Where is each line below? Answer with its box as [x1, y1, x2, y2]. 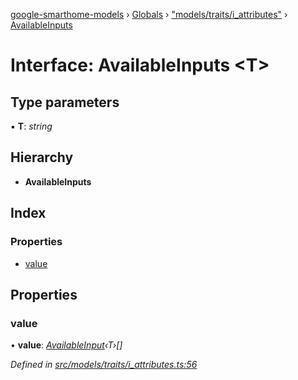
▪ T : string [10, 120, 53, 132]
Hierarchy [10, 149, 74, 166]
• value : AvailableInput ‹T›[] [10, 339, 123, 351]
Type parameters [10, 94, 120, 111]
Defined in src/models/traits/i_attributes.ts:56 [10, 359, 198, 371]
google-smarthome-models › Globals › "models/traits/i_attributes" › [10, 9, 288, 20]
